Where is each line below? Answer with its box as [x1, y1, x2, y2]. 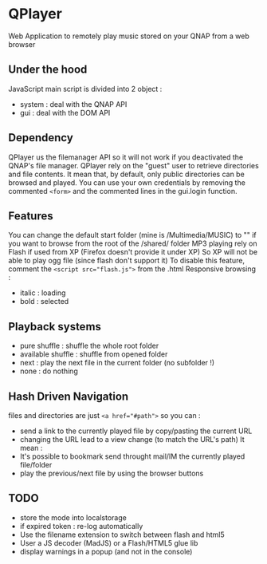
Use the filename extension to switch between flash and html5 [19, 530, 225, 539]
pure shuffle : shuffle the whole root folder [19, 341, 159, 351]
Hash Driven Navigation [8, 389, 129, 403]
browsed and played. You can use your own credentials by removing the [8, 177, 245, 187]
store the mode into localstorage [19, 512, 128, 523]
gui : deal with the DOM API [19, 108, 111, 117]
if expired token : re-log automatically [19, 521, 143, 530]
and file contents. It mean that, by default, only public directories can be [8, 169, 245, 179]
